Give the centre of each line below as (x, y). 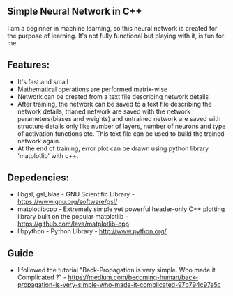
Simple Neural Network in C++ (75, 11)
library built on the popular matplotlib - (73, 217)
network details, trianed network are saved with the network (104, 111)
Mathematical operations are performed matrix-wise (92, 89)
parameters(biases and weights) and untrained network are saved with (119, 118)
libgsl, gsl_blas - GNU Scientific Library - (76, 194)
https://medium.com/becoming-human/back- (133, 277)
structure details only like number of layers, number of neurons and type (121, 126)
